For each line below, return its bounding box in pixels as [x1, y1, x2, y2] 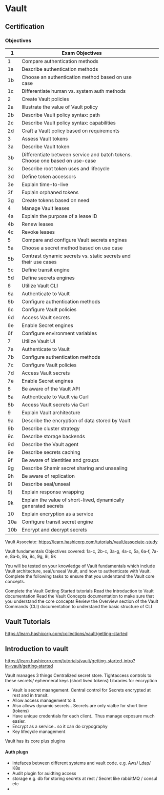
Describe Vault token [21, 143, 70, 150]
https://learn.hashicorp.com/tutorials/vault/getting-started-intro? [5, 657, 136, 664]
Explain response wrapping [21, 489, 84, 495]
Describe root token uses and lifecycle [21, 165, 110, 172]
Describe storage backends [21, 433, 85, 440]
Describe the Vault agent [21, 441, 79, 448]
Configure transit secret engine [21, 518, 94, 525]
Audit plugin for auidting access [12, 770, 77, 776]
